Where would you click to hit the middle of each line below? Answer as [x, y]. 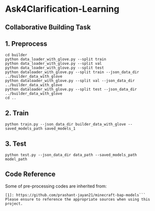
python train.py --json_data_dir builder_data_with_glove [65, 124]
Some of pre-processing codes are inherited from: [56, 186]
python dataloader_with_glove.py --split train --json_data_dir [72, 72]
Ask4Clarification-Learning [62, 9]
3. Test [16, 144]
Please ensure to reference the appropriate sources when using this [78, 199]
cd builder [16, 55]
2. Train [17, 113]
